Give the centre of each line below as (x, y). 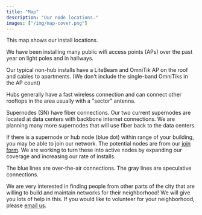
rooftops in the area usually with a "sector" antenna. (71, 101)
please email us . (27, 205)
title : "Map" (23, 12)
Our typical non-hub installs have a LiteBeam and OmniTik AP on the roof (97, 70)
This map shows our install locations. (52, 40)
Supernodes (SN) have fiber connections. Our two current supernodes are (99, 113)
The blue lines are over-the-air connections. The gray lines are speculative (99, 168)
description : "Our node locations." (52, 18)
